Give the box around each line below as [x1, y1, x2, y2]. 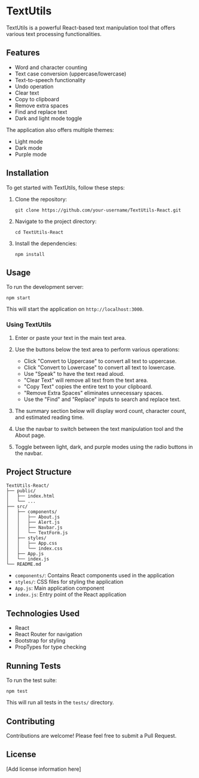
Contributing [6, 716, 55, 726]
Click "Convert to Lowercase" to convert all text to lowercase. [23, 364, 176, 371]
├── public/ [6, 488, 36, 494]
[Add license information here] [6, 765, 82, 773]
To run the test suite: [6, 677, 57, 684]
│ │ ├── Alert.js [6, 520, 60, 526]
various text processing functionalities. [6, 30, 102, 37]
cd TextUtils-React [14, 229, 64, 235]
